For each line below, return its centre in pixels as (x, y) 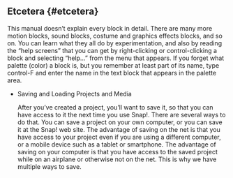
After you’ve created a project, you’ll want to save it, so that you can (115, 107)
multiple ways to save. (49, 166)
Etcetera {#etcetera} (53, 12)
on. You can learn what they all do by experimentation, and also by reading (114, 43)
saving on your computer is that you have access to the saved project (118, 151)
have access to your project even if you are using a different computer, (119, 137)
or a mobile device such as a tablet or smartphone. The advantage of (116, 144)
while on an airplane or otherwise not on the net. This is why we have (117, 159)
